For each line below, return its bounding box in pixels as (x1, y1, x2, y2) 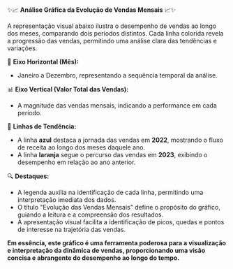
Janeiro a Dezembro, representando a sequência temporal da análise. (17, 71, 218, 79)
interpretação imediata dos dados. (17, 196, 116, 204)
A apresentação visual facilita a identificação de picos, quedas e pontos (17, 218, 225, 226)
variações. (7, 44, 38, 52)
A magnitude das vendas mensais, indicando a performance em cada (17, 101, 218, 110)
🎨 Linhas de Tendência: (7, 122, 77, 131)
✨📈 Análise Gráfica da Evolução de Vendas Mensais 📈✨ (7, 6, 176, 14)
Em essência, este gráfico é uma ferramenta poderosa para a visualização (7, 239, 227, 247)
